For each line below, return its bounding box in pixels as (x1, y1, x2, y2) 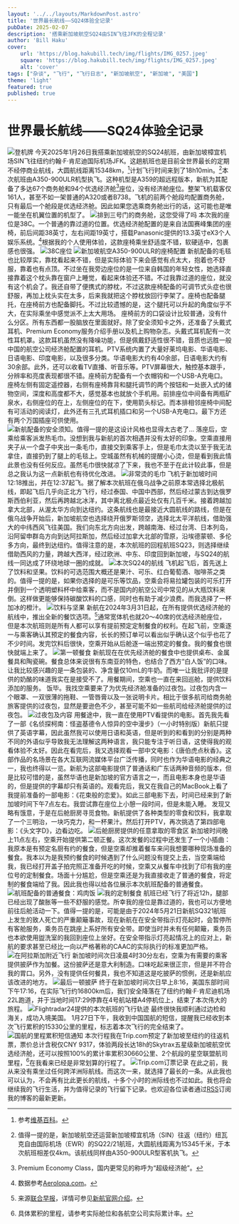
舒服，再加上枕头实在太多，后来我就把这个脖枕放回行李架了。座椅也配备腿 (7, 292, 225, 300)
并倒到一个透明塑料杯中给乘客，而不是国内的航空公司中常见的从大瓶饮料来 (7, 585, 225, 594)
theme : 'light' (7, 76, 53, 84)
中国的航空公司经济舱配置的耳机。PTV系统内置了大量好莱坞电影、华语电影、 (7, 345, 232, 354)
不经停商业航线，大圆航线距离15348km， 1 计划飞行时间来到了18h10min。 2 (7, 165, 223, 175)
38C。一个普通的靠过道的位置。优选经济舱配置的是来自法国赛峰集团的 (19, 220, 225, 228)
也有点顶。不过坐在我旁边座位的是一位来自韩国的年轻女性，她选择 (31, 264, 225, 273)
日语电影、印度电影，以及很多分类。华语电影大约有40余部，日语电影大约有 (7, 354, 228, 362)
